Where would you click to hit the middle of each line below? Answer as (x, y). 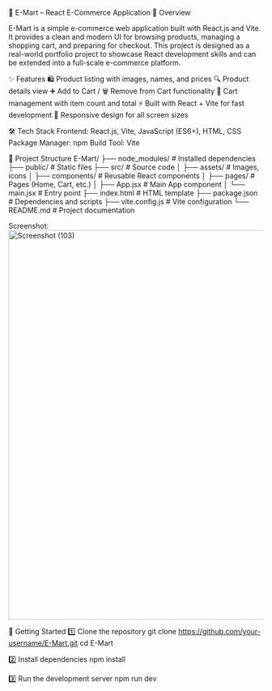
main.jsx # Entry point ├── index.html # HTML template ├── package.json (133, 193)
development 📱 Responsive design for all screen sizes (98, 115)
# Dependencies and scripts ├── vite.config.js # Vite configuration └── (129, 202)
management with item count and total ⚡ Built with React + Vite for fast (126, 103)
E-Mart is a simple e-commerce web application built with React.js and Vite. (135, 28)
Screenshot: (29, 226)
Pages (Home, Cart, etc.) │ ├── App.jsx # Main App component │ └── (127, 184)
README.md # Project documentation (72, 210)
